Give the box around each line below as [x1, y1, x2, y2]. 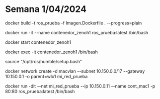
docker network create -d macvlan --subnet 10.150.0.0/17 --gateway [5, 68, 145, 74]
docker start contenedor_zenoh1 [5, 39, 71, 45]
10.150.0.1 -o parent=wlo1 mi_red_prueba [5, 73, 88, 79]
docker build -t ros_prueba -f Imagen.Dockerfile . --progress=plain [5, 20, 142, 26]
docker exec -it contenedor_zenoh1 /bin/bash [5, 49, 98, 55]
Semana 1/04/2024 [5, 3, 87, 15]
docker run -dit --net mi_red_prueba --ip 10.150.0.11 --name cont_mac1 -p [5, 83, 156, 89]
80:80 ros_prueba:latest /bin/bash [5, 88, 75, 94]
